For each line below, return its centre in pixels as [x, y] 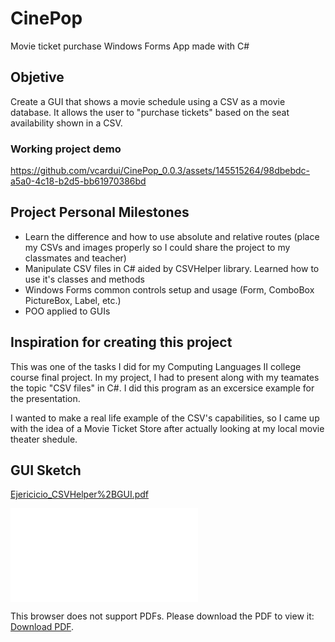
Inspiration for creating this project [121, 342]
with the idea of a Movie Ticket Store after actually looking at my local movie [167, 428]
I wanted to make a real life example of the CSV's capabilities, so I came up [165, 418]
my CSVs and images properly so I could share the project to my [157, 247]
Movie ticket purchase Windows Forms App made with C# [130, 46]
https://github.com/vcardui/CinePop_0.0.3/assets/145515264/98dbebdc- [160, 171]
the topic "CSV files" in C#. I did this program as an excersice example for [162, 388]
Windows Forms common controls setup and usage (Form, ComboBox [169, 289]
